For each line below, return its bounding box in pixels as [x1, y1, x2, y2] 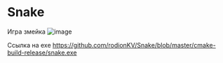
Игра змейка [7, 27, 46, 36]
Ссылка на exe [7, 41, 51, 49]
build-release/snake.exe [7, 48, 77, 57]
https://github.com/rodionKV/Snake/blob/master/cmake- [52, 41, 216, 49]
